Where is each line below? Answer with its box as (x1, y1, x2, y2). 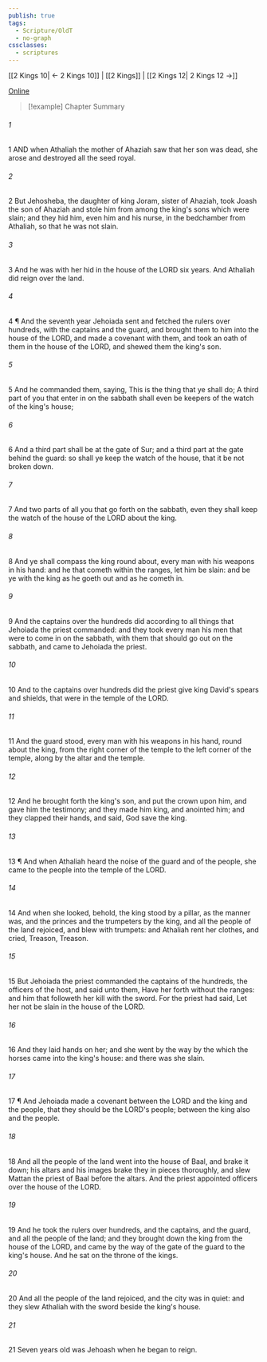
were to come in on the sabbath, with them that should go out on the (8, 633, 234, 643)
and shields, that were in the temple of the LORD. (8, 693, 169, 703)
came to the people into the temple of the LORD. (8, 864, 167, 875)
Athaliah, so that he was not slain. (8, 221, 119, 232)
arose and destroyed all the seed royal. (8, 153, 136, 163)
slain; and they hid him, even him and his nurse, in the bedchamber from (8, 213, 245, 223)
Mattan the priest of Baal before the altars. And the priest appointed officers (8, 1173, 257, 1183)
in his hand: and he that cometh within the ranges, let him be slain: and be (8, 565, 251, 574)
